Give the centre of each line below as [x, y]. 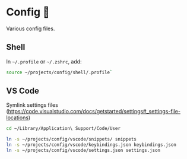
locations [17, 117]
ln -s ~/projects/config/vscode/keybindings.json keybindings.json [91, 145]
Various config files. [31, 28]
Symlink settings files [32, 105]
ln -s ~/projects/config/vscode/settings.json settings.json [83, 151]
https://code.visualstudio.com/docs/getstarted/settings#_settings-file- [94, 112]
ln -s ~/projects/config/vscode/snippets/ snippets [71, 139]
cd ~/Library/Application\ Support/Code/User [63, 129]
